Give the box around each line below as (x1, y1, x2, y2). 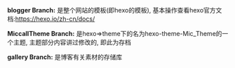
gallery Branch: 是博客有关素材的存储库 (7, 53, 123, 61)
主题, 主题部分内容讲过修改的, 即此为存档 (13, 38, 131, 46)
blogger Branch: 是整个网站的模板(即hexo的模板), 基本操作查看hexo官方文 (7, 6, 222, 14)
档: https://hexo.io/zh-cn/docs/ (7, 15, 95, 23)
